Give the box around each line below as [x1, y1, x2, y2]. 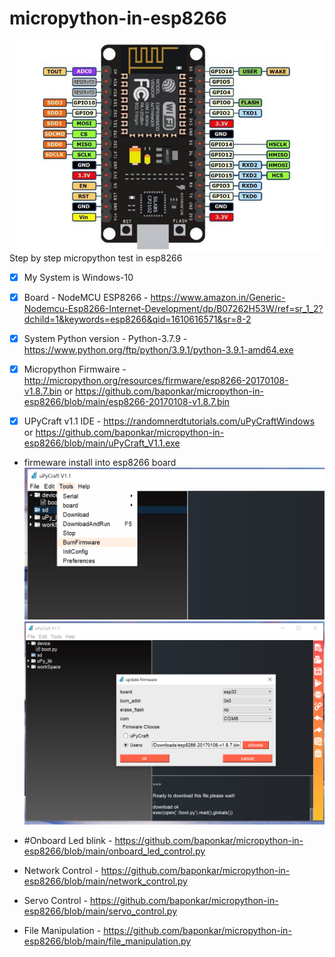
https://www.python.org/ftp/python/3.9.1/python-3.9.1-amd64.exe [23, 344, 294, 356]
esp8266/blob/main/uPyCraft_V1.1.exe [23, 437, 181, 449]
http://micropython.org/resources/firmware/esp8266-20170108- [23, 375, 289, 387]
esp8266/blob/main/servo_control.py [23, 905, 178, 917]
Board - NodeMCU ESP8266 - [23, 292, 149, 303]
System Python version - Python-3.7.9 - [23, 333, 188, 345]
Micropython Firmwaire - [23, 363, 127, 376]
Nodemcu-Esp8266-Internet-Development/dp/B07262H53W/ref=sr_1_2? [23, 303, 324, 315]
